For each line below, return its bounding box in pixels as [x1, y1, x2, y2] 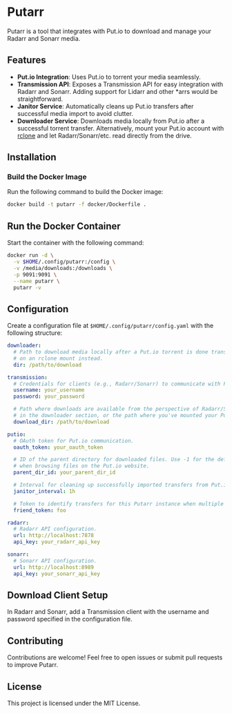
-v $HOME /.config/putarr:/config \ [13, 258, 116, 265]
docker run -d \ [7, 252, 54, 259]
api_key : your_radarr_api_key [13, 539, 100, 546]
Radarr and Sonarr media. [7, 34, 81, 42]
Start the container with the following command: [7, 239, 144, 247]
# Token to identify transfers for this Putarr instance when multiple [13, 500, 224, 508]
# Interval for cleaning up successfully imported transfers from [13, 481, 209, 489]
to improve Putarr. [7, 661, 59, 669]
